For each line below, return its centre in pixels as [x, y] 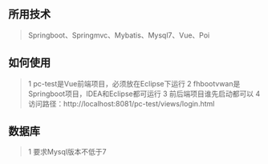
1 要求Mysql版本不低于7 [67, 152]
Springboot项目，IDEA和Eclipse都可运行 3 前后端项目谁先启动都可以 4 [144, 94]
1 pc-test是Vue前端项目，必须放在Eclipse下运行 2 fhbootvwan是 [134, 83]
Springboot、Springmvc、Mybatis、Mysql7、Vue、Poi [119, 35]
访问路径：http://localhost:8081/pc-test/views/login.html [121, 103]
